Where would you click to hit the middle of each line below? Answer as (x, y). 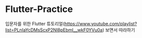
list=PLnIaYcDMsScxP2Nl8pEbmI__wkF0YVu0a (54, 30)
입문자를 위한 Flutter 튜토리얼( (35, 23)
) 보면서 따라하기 (119, 30)
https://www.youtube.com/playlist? (101, 23)
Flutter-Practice (39, 9)
